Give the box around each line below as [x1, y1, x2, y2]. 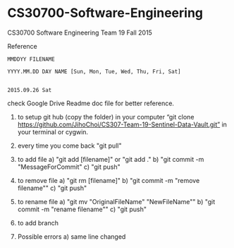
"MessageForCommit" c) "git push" [17, 163, 121, 171]
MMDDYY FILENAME [7, 55, 55, 63]
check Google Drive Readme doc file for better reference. [7, 99, 175, 107]
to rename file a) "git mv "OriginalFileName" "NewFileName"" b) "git [17, 197, 216, 206]
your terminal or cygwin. [17, 127, 89, 136]
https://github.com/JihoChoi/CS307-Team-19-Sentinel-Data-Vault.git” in [17, 120, 228, 129]
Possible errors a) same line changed [17, 232, 126, 241]
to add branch [17, 218, 58, 227]
